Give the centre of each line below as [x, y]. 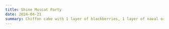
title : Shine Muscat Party [33, 10]
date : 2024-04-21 [23, 14]
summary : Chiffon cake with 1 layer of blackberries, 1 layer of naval [82, 19]
